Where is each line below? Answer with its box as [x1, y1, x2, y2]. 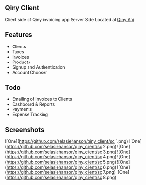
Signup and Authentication [12, 64, 65, 70]
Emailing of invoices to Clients [12, 96, 73, 102]
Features [5, 31, 32, 39]
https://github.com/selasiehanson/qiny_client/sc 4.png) [6, 154, 117, 160]
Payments [12, 107, 32, 112]
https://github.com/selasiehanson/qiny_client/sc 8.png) [6, 174, 117, 181]
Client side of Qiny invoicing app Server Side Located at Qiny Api [5, 16, 134, 22]
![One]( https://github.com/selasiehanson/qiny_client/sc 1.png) [5, 139, 128, 144]
